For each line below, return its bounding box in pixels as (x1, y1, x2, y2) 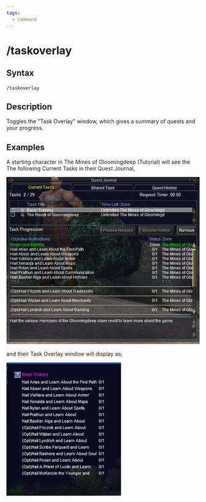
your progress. (6, 124, 44, 132)
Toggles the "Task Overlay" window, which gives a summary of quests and (6, 118, 196, 125)
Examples (6, 142, 45, 153)
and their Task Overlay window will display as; (6, 350, 123, 358)
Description (6, 101, 52, 112)
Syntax (6, 68, 34, 78)
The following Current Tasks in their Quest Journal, (6, 165, 135, 172)
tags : (6, 10, 20, 16)
